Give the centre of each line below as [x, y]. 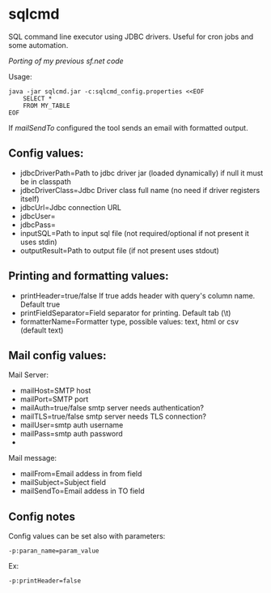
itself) [30, 199]
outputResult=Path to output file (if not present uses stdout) [120, 250]
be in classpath [45, 181]
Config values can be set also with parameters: [87, 536]
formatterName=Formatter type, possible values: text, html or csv [129, 321]
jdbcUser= [38, 216]
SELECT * [38, 98]
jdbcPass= [38, 225]
